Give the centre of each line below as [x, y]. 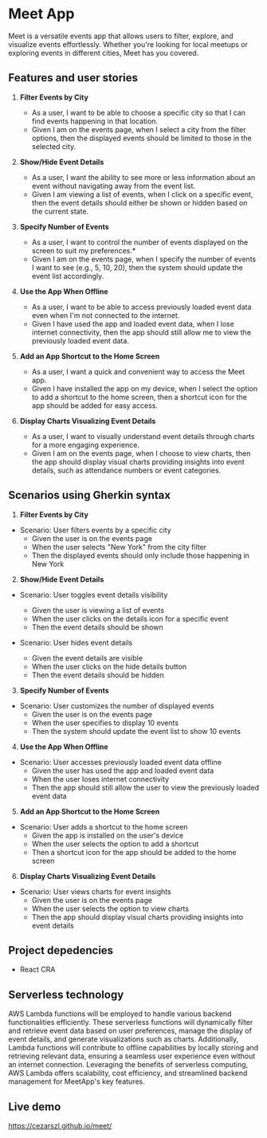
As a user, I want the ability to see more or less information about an [143, 177]
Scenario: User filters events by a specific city [95, 530]
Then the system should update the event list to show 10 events [136, 731]
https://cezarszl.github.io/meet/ [60, 1126]
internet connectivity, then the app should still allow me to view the [141, 332]
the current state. [60, 211]
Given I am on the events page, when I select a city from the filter [139, 129]
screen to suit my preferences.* [84, 250]
